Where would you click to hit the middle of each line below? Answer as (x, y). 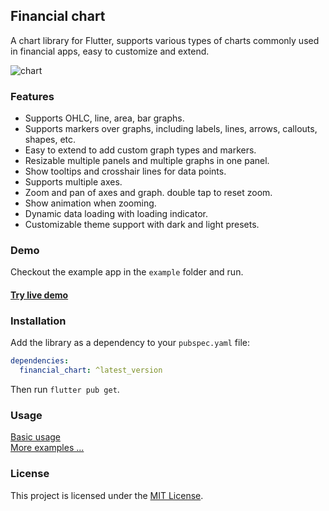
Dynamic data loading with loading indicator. (116, 214)
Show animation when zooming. (90, 203)
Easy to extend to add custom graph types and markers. (140, 150)
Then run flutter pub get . (65, 390)
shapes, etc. (50, 140)
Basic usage (36, 437)
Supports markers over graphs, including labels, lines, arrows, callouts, (171, 129)
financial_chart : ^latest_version (91, 370)
